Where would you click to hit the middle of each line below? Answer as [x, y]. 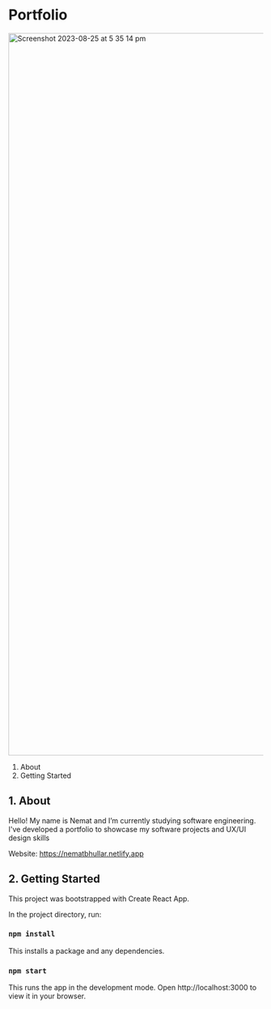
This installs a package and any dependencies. [87, 951]
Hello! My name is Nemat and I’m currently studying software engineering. [132, 820]
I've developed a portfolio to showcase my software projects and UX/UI [127, 829]
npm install [32, 934]
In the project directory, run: [55, 914]
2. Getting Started [54, 879]
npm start [28, 970]
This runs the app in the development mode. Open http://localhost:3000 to [133, 988]
